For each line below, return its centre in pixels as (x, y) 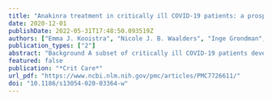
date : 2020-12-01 (38, 23)
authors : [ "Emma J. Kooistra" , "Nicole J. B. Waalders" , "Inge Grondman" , (137, 38)
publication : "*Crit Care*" (56, 69)
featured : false (36, 61)
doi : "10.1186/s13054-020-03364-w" (68, 83)
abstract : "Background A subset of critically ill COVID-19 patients (128, 53)
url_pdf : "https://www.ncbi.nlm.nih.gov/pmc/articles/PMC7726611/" (125, 76)
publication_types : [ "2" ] (52, 46)
